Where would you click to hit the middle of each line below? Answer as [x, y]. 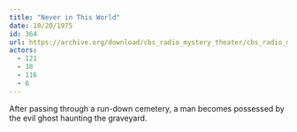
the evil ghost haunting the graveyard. [78, 118]
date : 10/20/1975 [41, 26]
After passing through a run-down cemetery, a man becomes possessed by [147, 108]
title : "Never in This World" [65, 17]
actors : [23, 50]
